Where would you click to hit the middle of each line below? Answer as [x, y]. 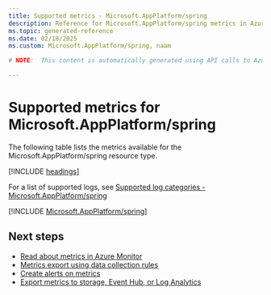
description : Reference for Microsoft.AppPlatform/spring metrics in [128, 23]
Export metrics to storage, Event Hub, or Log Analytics [110, 282]
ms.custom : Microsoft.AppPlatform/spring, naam [90, 46]
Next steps [36, 236]
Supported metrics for [84, 108]
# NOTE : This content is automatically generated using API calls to [129, 61]
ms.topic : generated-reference [61, 31]
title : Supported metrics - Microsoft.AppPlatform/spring [108, 16]
